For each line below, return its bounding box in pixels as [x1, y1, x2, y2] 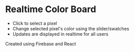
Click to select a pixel [12, 20, 57, 26]
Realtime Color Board [5, 4, 97, 15]
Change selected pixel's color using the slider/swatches [12, 25, 129, 31]
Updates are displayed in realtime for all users [12, 31, 109, 37]
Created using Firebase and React [5, 40, 76, 46]
